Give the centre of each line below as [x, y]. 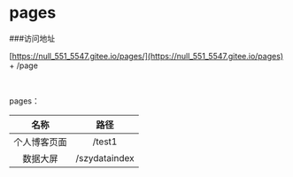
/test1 [105, 142]
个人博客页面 [41, 142]
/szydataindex [105, 158]
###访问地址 [32, 38]
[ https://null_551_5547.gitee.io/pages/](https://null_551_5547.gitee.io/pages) [146, 56]
